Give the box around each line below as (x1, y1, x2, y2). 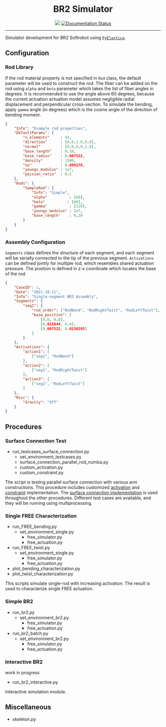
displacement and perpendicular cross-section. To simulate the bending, (5, 101, 153, 107)
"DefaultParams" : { (14, 130, 54, 135)
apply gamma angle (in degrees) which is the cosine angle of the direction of (5, 106, 158, 112)
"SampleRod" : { (23, 185, 54, 191)
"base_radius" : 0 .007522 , (23, 153, 85, 159)
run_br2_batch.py (12, 630, 48, 636)
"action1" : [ (23, 349, 50, 354)
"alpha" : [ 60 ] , (31, 195, 85, 200)
